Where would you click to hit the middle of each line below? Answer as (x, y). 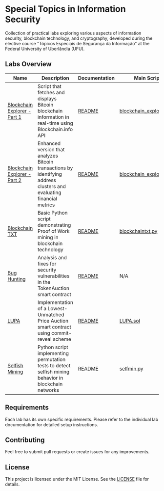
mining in (48, 237)
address (47, 180)
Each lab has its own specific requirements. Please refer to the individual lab (82, 419)
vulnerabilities (53, 276)
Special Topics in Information (65, 9)
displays (47, 98)
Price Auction (53, 321)
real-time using (55, 123)
